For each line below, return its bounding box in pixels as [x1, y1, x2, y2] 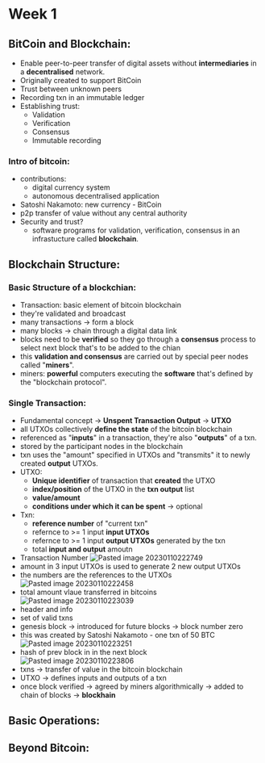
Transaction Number [19, 553, 89, 563]
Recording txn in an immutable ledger [19, 93, 145, 102]
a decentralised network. [19, 67, 106, 77]
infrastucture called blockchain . [31, 234, 139, 244]
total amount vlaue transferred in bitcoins [19, 587, 157, 597]
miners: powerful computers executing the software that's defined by [19, 368, 254, 378]
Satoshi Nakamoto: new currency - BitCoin [19, 199, 163, 210]
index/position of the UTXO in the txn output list [31, 484, 195, 494]
